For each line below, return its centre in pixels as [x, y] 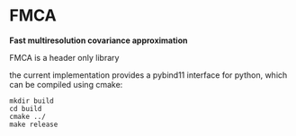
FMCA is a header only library [64, 57]
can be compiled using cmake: [66, 84]
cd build [26, 108]
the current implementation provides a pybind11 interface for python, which [148, 75]
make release [34, 124]
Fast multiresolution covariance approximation [99, 40]
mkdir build [31, 101]
